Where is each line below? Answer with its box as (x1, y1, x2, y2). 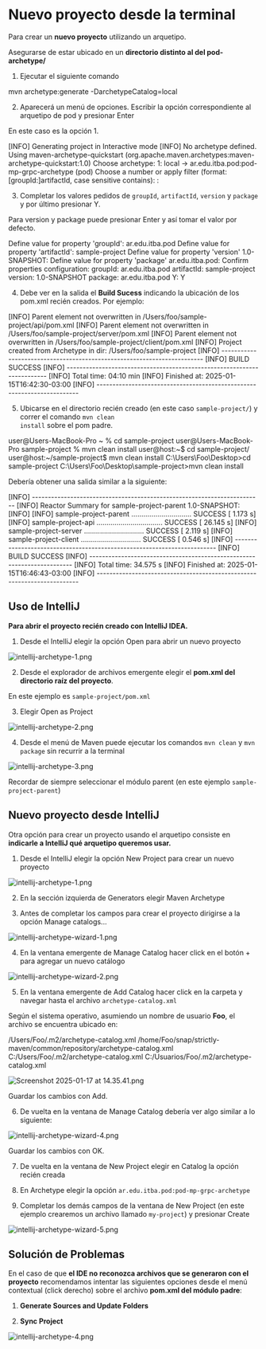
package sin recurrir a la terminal (19, 746, 125, 755)
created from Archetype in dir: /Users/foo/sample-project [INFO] (8, 345, 220, 355)
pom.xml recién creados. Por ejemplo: (19, 296, 145, 306)
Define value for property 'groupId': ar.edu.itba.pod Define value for (8, 238, 230, 248)
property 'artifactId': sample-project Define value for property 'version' (8, 247, 241, 257)
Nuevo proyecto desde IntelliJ (8, 809, 160, 822)
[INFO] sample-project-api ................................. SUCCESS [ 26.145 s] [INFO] (8, 517, 257, 527)
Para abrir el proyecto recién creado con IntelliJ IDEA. (8, 621, 188, 630)
